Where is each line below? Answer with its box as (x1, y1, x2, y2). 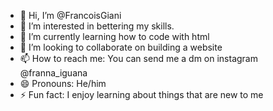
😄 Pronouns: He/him (19, 78, 107, 89)
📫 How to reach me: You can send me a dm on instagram (19, 53, 258, 64)
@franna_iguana (19, 67, 88, 79)
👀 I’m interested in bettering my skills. (19, 20, 175, 32)
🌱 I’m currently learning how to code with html (19, 31, 210, 42)
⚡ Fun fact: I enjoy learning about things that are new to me (19, 89, 264, 100)
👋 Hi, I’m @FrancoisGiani (19, 10, 122, 21)
